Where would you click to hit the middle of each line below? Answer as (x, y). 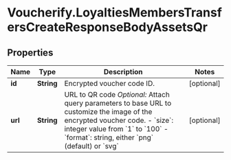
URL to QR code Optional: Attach (117, 94)
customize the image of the (108, 112)
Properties (30, 53)
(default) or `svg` (91, 146)
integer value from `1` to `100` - (116, 129)
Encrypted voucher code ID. (110, 83)
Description (123, 72)
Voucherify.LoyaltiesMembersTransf (114, 13)
